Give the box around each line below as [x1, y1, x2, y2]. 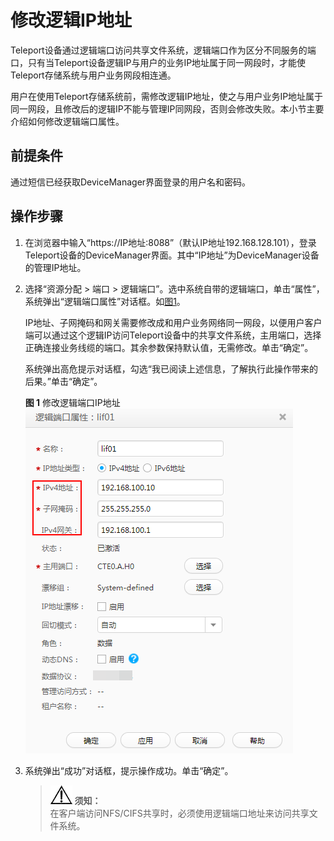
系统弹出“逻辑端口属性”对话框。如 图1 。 [24, 295, 186, 307]
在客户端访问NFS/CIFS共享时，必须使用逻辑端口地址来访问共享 [49, 807, 310, 819]
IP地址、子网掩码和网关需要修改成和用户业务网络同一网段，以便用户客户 [24, 316, 323, 328]
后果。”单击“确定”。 [24, 375, 103, 387]
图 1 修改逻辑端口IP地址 [24, 396, 121, 408]
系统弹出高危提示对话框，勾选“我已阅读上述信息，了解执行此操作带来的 [24, 362, 318, 375]
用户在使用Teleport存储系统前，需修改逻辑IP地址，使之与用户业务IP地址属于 [10, 90, 324, 102]
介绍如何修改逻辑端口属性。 [10, 115, 125, 127]
